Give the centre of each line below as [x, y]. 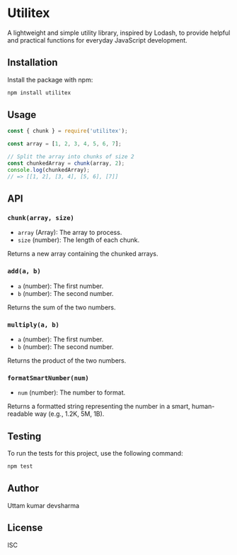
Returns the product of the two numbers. [67, 361]
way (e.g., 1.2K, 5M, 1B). [69, 414]
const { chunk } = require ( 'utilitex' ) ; [68, 131]
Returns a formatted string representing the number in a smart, [99, 407]
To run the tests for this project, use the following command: [95, 454]
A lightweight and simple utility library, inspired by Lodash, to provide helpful [119, 33]
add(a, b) [24, 271]
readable [20, 414]
